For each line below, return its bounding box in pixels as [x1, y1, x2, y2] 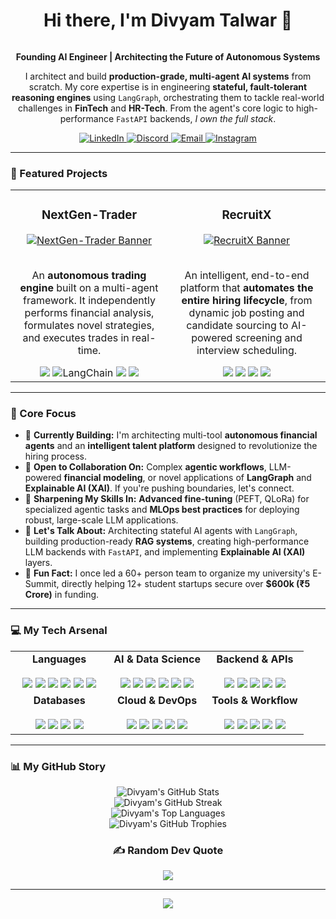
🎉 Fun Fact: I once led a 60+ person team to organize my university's [24, 567, 311, 579]
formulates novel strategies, [23, 319, 155, 333]
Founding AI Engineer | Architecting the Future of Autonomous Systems [15, 50, 321, 63]
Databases [33, 693, 86, 707]
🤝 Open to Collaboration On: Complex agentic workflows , [24, 461, 267, 473]
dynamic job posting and [188, 306, 305, 320]
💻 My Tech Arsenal [10, 624, 108, 638]
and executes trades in [22, 331, 130, 345]
